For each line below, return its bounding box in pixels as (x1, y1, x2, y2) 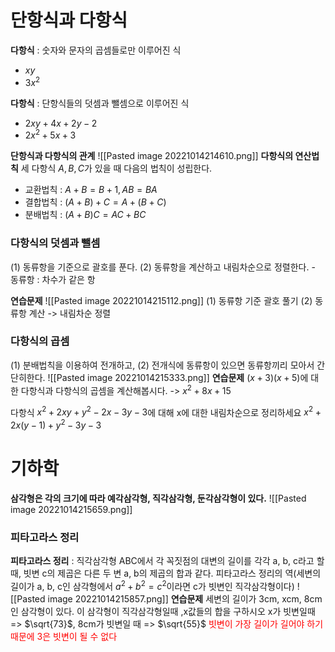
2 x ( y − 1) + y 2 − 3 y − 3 (10, 417, 102, 431)
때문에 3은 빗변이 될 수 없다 (10, 630, 118, 642)
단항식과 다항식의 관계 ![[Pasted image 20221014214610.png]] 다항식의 (10, 150, 294, 162)
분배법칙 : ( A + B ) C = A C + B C (24, 209, 147, 221)
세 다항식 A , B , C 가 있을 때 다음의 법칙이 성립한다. (20, 162, 213, 175)
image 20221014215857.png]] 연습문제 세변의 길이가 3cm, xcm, (47, 592, 302, 605)
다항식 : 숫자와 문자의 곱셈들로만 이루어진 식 (10, 44, 182, 56)
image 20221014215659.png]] (10, 503, 133, 515)
